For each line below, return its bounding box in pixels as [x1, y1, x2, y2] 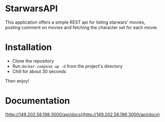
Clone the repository [12, 58, 54, 64]
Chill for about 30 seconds [12, 68, 66, 74]
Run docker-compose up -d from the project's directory [12, 63, 123, 69]
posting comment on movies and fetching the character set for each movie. [5, 24, 158, 30]
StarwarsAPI [5, 3, 58, 14]
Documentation [5, 95, 70, 106]
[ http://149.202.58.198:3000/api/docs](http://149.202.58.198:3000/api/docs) [5, 111, 160, 117]
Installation [5, 42, 52, 53]
